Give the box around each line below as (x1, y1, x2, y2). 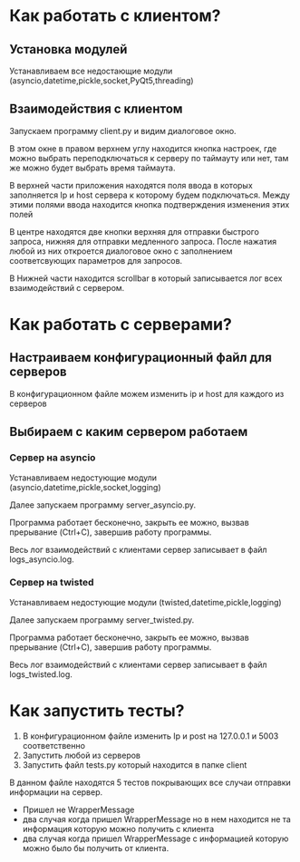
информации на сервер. (9, 786, 103, 798)
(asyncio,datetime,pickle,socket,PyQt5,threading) (9, 75, 194, 86)
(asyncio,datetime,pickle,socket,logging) (9, 481, 161, 492)
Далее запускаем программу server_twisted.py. (9, 614, 195, 625)
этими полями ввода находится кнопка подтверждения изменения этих (9, 199, 290, 209)
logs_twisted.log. (9, 668, 73, 680)
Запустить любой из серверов (22, 750, 141, 760)
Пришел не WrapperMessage (22, 804, 135, 815)
